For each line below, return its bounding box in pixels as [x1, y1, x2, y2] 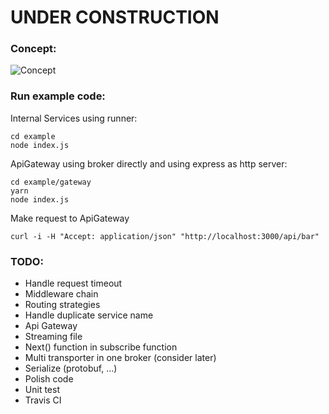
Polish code [24, 373, 74, 385]
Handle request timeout [24, 277, 123, 290]
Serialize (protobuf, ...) [24, 362, 118, 375]
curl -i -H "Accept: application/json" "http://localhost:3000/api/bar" [10, 231, 320, 241]
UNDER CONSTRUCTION [10, 6, 220, 29]
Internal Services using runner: [10, 112, 138, 124]
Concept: [10, 42, 57, 56]
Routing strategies [24, 299, 101, 311]
